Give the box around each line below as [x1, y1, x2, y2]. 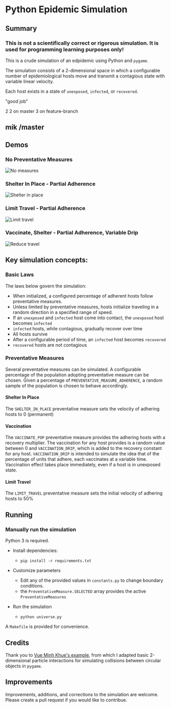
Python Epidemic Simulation [5, 4, 128, 15]
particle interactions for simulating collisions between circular [32, 657, 161, 663]
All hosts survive [12, 331, 48, 337]
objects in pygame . [5, 663, 42, 669]
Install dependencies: [12, 547, 58, 554]
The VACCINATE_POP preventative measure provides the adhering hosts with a [5, 435, 166, 441]
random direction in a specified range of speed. [12, 309, 113, 315]
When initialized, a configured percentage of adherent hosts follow [12, 292, 153, 299]
